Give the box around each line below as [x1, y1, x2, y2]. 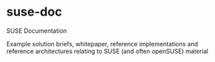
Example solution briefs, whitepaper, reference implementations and [6, 40, 199, 48]
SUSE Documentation [6, 27, 68, 35]
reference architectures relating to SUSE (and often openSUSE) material [6, 47, 209, 55]
